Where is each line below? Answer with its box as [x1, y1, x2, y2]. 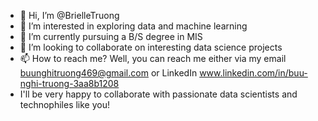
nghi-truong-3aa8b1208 [19, 78, 120, 89]
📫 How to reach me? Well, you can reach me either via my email [19, 53, 287, 64]
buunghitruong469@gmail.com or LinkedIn [19, 67, 198, 79]
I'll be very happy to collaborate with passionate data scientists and [19, 88, 298, 100]
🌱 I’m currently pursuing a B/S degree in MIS [19, 31, 203, 42]
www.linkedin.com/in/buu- [199, 67, 308, 79]
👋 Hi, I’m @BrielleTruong [19, 10, 120, 21]
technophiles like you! [19, 99, 111, 110]
